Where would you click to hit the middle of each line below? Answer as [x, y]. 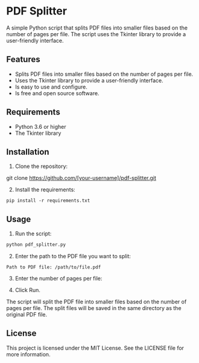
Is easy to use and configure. [51, 87]
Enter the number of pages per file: [58, 279]
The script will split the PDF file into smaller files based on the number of [96, 302]
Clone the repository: [41, 166]
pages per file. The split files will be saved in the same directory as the [94, 308]
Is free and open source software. [57, 93]
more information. [28, 354]
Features [23, 59]
